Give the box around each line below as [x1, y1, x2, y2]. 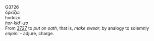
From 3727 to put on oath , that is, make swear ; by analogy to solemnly [5, 25, 150, 31]
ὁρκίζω [5, 9, 20, 15]
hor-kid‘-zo [5, 20, 29, 26]
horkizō [5, 15, 21, 20]
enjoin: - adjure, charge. [5, 31, 54, 36]
